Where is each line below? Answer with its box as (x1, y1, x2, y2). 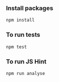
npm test (6, 44, 27, 50)
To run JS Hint (6, 57, 47, 65)
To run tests (6, 31, 40, 39)
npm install (6, 17, 35, 23)
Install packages (6, 4, 54, 12)
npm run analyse (6, 70, 45, 76)
